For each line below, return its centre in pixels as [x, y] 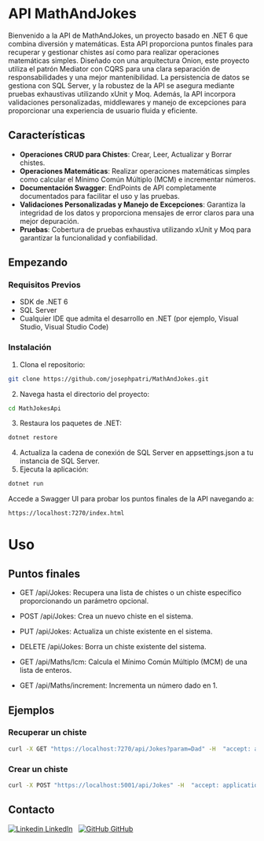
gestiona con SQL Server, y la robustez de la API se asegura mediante [121, 85]
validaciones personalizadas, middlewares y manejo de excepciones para [127, 102]
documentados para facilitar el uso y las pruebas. [100, 196]
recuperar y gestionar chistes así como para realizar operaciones [114, 52]
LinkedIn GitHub [89, 828]
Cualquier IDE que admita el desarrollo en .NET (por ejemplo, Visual [129, 318]
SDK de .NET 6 [44, 302]
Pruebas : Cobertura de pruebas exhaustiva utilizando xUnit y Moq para [135, 230]
